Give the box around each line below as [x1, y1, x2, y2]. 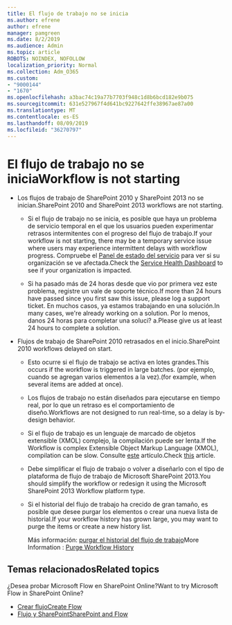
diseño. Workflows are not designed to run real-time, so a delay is [27, 409, 215, 417]
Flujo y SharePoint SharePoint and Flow [17, 610, 128, 618]
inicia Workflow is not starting [7, 171, 181, 187]
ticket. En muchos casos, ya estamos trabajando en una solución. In [27, 302, 220, 310]
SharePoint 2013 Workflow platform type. [27, 487, 145, 495]
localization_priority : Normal [7, 62, 98, 69]
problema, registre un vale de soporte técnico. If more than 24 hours [27, 287, 222, 296]
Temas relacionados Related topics [7, 563, 160, 575]
